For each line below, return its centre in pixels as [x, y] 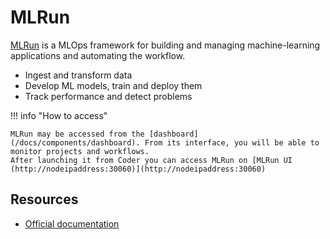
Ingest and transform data [78, 75]
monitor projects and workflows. [80, 151]
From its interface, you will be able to [232, 142]
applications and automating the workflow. [98, 55]
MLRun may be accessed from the [77, 134]
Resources [44, 199]
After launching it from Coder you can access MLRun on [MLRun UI [151, 160]
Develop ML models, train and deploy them [113, 85]
